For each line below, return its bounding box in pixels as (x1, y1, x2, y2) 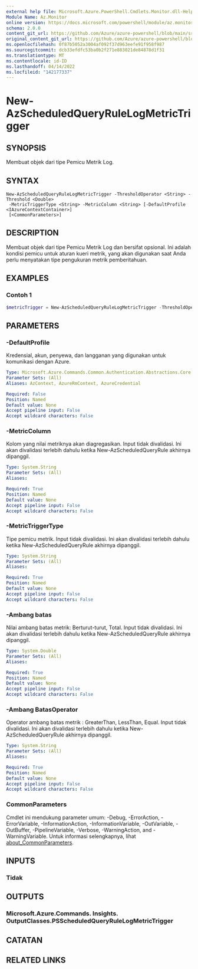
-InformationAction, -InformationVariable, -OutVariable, (41, 820, 175, 827)
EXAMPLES (6, 273, 49, 283)
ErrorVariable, (6, 820, 40, 827)
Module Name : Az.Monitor (6, 14, 67, 20)
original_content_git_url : (6, 36, 72, 42)
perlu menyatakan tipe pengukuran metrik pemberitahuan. (6, 256, 148, 263)
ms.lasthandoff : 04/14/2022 (6, 63, 75, 70)
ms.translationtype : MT (6, 53, 65, 58)
